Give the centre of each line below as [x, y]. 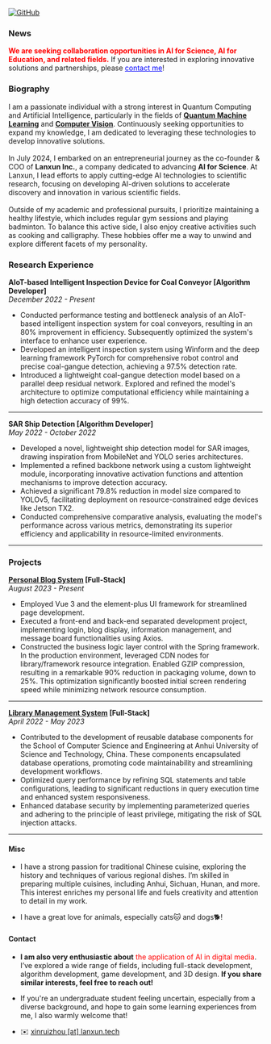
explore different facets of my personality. [78, 244]
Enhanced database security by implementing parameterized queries [135, 806]
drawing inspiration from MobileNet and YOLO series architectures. [131, 457]
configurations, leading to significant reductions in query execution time [140, 789]
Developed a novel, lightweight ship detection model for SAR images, [135, 448]
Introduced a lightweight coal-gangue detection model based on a [130, 374]
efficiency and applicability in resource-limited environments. [122, 533]
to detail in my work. [54, 901]
